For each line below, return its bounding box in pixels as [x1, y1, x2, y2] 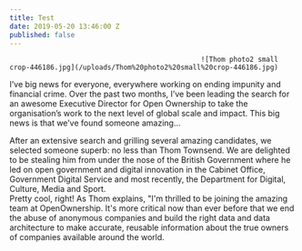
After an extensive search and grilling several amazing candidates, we [9, 136, 272, 146]
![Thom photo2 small [200, 55, 279, 65]
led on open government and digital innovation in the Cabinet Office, [9, 165, 266, 176]
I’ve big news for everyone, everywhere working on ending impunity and [9, 79, 281, 90]
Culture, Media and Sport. [9, 184, 106, 195]
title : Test [9, 13, 55, 23]
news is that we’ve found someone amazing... [9, 117, 181, 128]
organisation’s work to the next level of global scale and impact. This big [9, 108, 280, 119]
